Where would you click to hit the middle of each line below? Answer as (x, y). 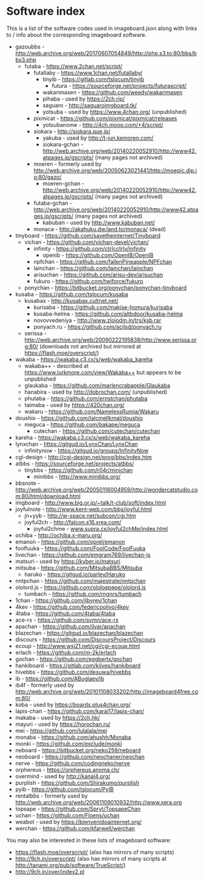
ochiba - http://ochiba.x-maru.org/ (59, 535)
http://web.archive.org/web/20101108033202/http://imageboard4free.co (107, 692)
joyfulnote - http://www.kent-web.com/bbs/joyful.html (84, 509)
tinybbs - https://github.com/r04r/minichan (79, 470)
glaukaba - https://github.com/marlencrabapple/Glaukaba (97, 385)
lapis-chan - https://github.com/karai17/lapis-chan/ (80, 711)
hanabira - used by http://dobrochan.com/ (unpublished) (96, 392)
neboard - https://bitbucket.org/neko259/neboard (78, 750)
